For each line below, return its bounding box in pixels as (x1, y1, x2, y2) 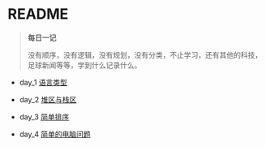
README (7, 5, 69, 24)
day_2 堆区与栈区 (19, 94, 77, 104)
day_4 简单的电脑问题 (19, 129, 91, 139)
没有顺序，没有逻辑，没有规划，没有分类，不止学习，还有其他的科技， (27, 50, 263, 59)
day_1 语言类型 (19, 77, 68, 87)
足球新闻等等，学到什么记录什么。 (27, 60, 142, 70)
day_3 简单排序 (19, 111, 70, 122)
